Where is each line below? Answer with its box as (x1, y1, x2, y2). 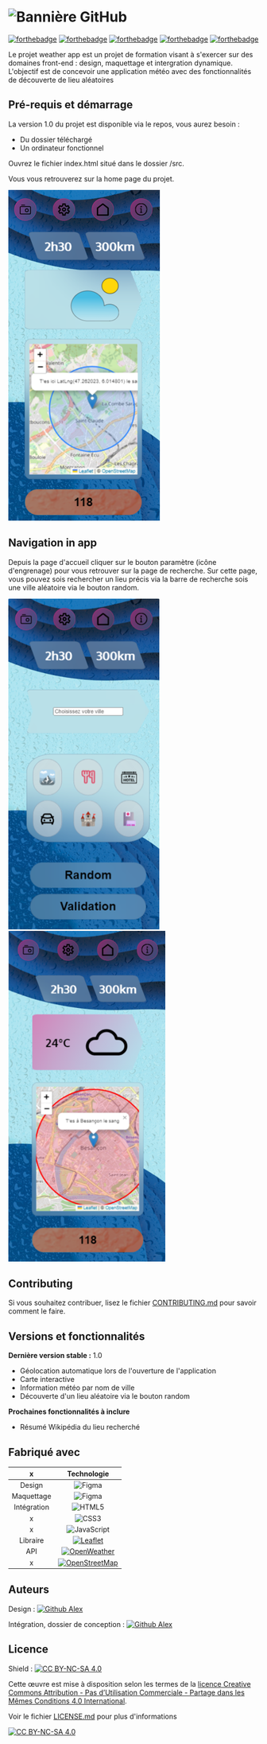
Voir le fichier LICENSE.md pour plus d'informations (8, 1711, 177, 1721)
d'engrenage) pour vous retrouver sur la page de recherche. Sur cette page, (8, 566, 258, 575)
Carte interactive (19, 1375, 75, 1384)
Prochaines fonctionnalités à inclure (8, 1407, 130, 1416)
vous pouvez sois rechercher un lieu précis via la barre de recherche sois (8, 574, 249, 584)
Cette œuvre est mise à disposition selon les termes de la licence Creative (8, 1679, 252, 1688)
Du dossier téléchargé (19, 134, 93, 144)
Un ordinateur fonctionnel (19, 143, 104, 153)
